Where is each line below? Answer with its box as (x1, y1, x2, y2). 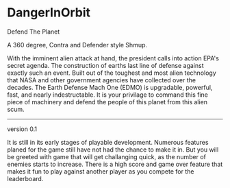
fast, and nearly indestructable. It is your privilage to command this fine (7, 91, 209, 99)
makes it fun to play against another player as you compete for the (7, 167, 194, 176)
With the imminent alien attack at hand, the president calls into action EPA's (7, 54, 219, 62)
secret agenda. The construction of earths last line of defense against (7, 61, 204, 69)
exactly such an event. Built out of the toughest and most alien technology (7, 69, 217, 77)
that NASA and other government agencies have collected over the (7, 75, 196, 84)
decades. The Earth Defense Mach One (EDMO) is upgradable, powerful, (7, 83, 213, 91)
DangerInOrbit (7, 5, 91, 21)
